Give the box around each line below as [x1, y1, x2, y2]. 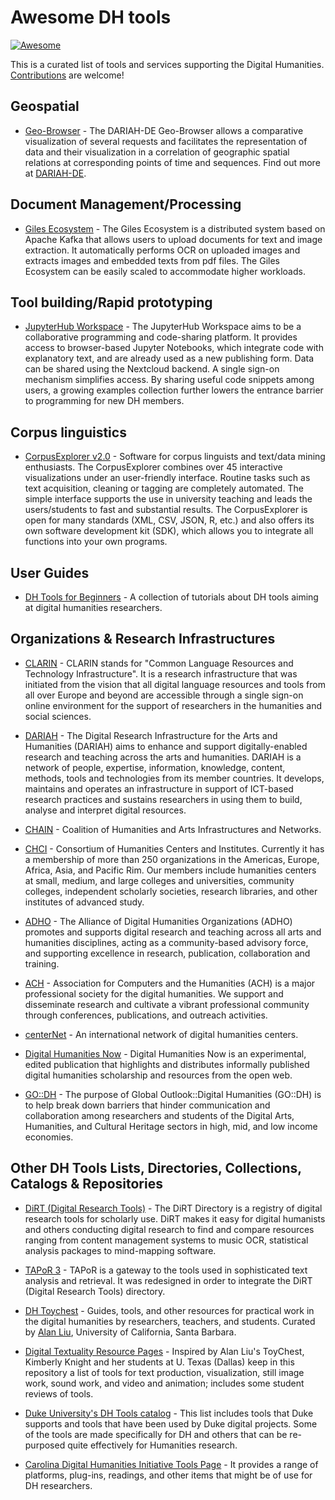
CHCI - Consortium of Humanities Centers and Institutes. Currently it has [24, 842, 325, 855]
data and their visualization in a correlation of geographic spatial [24, 146, 290, 158]
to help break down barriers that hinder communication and [24, 1099, 271, 1111]
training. [24, 957, 60, 970]
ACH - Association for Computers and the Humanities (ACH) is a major [24, 977, 316, 989]
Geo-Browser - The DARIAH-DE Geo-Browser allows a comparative [24, 124, 304, 136]
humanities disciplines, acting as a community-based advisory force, [24, 936, 309, 948]
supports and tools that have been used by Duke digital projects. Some [24, 1417, 318, 1430]
